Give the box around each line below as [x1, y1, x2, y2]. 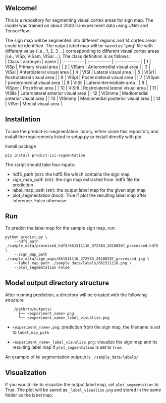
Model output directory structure [5, 278, 109, 287]
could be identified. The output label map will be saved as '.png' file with [5, 42, 153, 49]
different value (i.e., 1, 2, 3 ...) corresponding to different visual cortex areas [5, 48, 160, 54]
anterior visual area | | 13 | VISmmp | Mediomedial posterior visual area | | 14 [5, 95, 161, 101]
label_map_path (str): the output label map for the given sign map [12, 187, 146, 193]
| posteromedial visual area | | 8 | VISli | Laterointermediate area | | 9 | [5, 80, 147, 85]
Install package [5, 143, 36, 149]
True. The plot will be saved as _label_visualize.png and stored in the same [5, 387, 161, 393]
